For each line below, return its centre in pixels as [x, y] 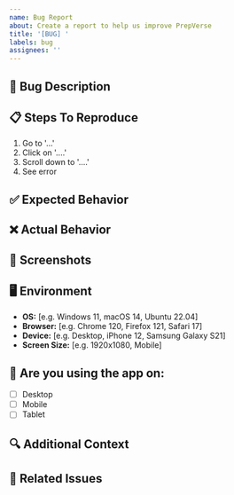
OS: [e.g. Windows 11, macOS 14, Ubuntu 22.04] [110, 317]
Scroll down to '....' [56, 162]
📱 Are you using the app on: [87, 373]
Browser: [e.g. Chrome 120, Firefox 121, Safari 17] [112, 326]
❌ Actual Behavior [60, 230]
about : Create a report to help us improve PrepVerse [111, 26]
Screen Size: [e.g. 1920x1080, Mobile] [92, 345]
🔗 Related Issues [56, 479]
